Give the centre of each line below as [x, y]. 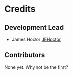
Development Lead [34, 28]
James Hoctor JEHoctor [36, 39]
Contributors [25, 55]
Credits [20, 9]
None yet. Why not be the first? [36, 67]
